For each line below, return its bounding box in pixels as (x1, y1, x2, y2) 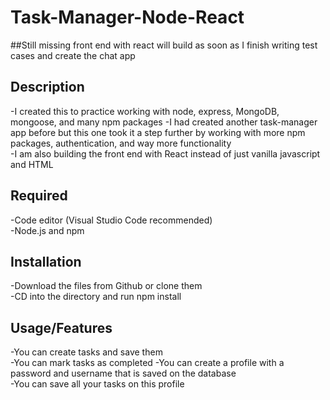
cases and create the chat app (10, 49, 136, 61)
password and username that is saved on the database (10, 367, 237, 380)
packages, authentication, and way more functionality (10, 137, 232, 149)
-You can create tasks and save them (10, 346, 163, 358)
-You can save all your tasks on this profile (10, 378, 185, 390)
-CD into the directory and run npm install (10, 291, 182, 303)
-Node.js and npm (10, 224, 85, 236)
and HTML (10, 158, 54, 170)
